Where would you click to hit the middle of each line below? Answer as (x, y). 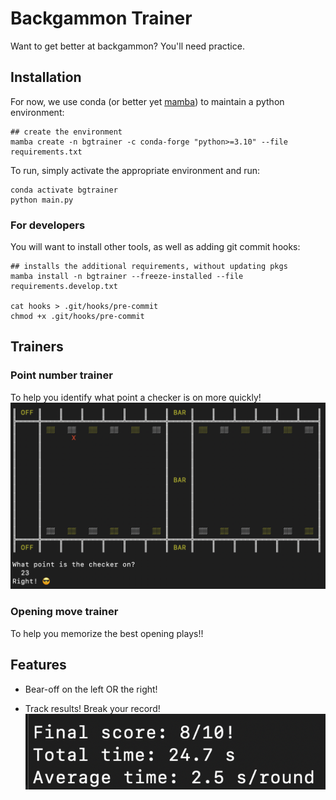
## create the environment (66, 132)
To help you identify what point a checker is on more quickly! (136, 397)
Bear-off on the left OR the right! (91, 689)
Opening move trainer (64, 612)
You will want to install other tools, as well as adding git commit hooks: (155, 247)
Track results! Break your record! (92, 708)
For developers (48, 225)
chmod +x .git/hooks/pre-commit (77, 317)
